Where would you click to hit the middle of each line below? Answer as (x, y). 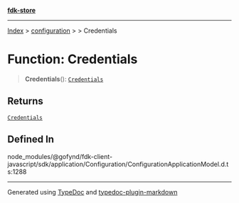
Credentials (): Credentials (64, 79)
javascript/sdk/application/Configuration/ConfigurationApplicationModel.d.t (118, 164)
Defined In (31, 139)
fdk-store (22, 10)
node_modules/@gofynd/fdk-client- (60, 156)
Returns (26, 101)
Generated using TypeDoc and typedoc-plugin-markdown (92, 192)
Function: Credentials (73, 59)
